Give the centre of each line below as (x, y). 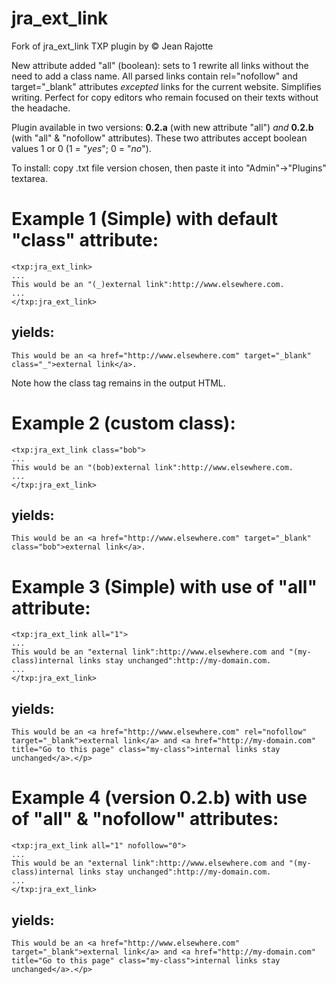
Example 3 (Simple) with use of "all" (164, 586)
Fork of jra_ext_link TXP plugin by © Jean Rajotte (112, 46)
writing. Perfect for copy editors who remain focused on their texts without (165, 97)
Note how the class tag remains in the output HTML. (118, 383)
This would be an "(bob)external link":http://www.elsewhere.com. (152, 467)
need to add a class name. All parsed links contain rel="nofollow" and (154, 76)
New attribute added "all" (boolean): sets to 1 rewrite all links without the (160, 65)
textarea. (29, 178)
